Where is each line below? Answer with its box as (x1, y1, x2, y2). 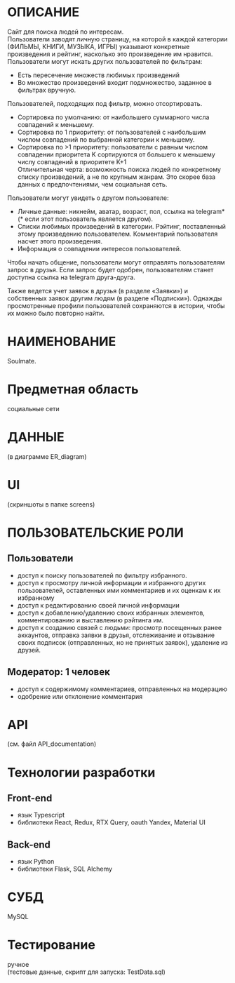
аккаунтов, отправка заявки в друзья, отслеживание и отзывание (17, 631, 215, 639)
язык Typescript (17, 811, 65, 820)
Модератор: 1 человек (7, 666, 110, 678)
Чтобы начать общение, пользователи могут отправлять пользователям (7, 258, 225, 267)
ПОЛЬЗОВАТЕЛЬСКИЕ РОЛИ (7, 524, 184, 540)
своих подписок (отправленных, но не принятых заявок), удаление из (17, 638, 228, 646)
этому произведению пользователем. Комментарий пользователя (17, 229, 218, 238)
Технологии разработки (7, 764, 156, 780)
